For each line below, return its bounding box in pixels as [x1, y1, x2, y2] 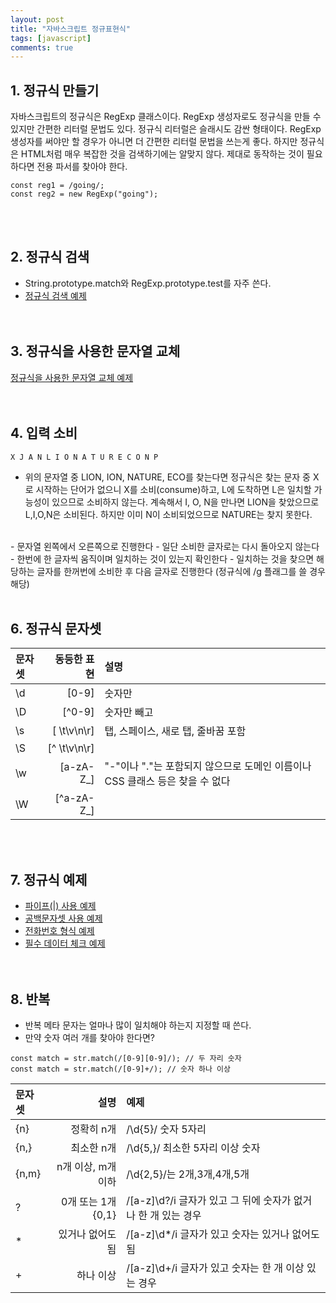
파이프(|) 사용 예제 [24, 900, 97, 912]
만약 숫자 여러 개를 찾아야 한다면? [24, 1031, 155, 1043]
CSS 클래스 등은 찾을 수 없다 [104, 774, 231, 788]
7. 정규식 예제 [10, 871, 88, 888]
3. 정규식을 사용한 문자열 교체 [10, 343, 181, 360]
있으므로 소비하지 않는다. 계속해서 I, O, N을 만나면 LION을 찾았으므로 [51, 496, 320, 508]
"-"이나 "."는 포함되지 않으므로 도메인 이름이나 [104, 759, 312, 773]
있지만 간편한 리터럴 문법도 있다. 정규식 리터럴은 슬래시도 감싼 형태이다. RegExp [10, 123, 322, 135]
